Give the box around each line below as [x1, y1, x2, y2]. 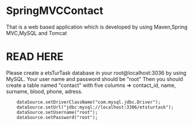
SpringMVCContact [6, 4, 104, 17]
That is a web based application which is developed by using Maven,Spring [6, 23, 188, 30]
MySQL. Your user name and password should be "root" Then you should [6, 75, 183, 82]
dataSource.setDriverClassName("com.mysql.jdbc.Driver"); [16, 99, 161, 105]
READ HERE [6, 50, 64, 64]
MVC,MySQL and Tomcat [6, 29, 67, 36]
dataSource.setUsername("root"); [16, 109, 98, 115]
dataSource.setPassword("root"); [16, 114, 98, 120]
